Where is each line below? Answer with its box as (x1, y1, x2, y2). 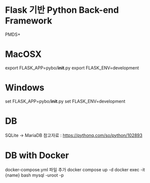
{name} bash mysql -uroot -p (5, 172, 64, 178)
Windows (5, 82, 44, 93)
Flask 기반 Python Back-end (5, 4, 119, 16)
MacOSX (5, 49, 42, 60)
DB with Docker (5, 150, 69, 161)
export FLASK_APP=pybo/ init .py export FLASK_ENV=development (5, 65, 139, 71)
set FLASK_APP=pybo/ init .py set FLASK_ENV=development (5, 98, 126, 104)
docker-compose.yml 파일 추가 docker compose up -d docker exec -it (5, 166, 145, 172)
